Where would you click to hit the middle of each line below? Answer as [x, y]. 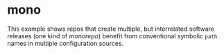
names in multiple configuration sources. [66, 43]
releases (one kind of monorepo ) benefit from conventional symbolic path [112, 36]
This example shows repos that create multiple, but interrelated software [111, 29]
